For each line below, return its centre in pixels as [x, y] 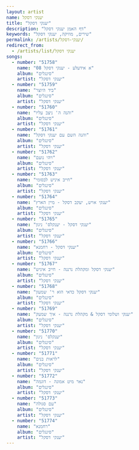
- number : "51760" [35, 107]
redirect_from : [25, 46]
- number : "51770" [35, 331]
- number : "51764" [35, 196]
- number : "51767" [35, 264]
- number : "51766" [35, 242]
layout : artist [25, 12]
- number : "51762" [35, 152]
